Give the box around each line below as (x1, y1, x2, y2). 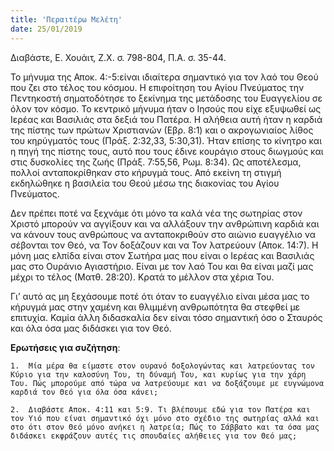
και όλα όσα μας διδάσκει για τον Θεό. (10, 322, 172, 334)
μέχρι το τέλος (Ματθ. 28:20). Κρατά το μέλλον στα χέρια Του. (10, 271, 275, 283)
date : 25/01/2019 (10, 24, 83, 34)
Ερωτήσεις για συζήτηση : (10, 341, 121, 353)
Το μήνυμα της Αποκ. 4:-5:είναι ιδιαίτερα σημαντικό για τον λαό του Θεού (10, 71, 319, 83)
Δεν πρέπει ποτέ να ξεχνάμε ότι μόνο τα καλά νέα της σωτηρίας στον (10, 207, 303, 219)
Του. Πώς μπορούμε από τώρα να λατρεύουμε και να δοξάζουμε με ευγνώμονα (10, 378, 325, 388)
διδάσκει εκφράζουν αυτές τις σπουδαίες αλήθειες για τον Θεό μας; (10, 431, 298, 441)
